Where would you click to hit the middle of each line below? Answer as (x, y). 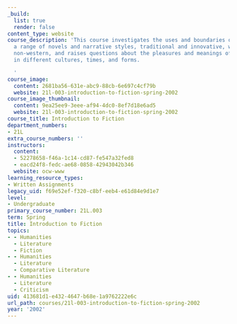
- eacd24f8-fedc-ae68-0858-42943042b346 (74, 165)
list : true (30, 21)
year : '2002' (26, 309)
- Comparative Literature (52, 270)
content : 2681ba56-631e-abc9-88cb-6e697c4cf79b (85, 86)
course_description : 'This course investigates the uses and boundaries (116, 40)
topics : (19, 231)
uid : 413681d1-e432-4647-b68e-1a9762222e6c (72, 296)
